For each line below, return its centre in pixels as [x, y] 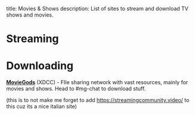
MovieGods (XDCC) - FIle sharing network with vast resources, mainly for [97, 82]
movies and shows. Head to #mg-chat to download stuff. [76, 89]
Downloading [40, 66]
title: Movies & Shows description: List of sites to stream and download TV [97, 9]
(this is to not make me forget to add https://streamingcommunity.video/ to [98, 100]
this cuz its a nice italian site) [42, 107]
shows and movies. [30, 15]
